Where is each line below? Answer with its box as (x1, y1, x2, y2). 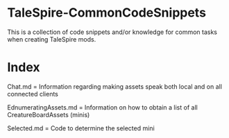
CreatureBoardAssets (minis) (7, 110, 90, 119)
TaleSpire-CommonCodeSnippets (7, 5, 207, 21)
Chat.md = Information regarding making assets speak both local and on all (7, 82, 222, 91)
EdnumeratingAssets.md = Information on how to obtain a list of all (7, 103, 198, 112)
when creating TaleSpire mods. (7, 35, 96, 43)
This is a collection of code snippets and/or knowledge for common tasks (7, 28, 217, 36)
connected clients (7, 89, 59, 98)
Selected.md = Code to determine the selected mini (7, 123, 155, 132)
